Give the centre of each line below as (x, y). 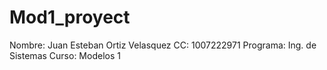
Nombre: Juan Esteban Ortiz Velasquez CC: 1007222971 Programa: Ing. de (163, 45)
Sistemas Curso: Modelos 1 (65, 55)
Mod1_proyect (70, 17)
